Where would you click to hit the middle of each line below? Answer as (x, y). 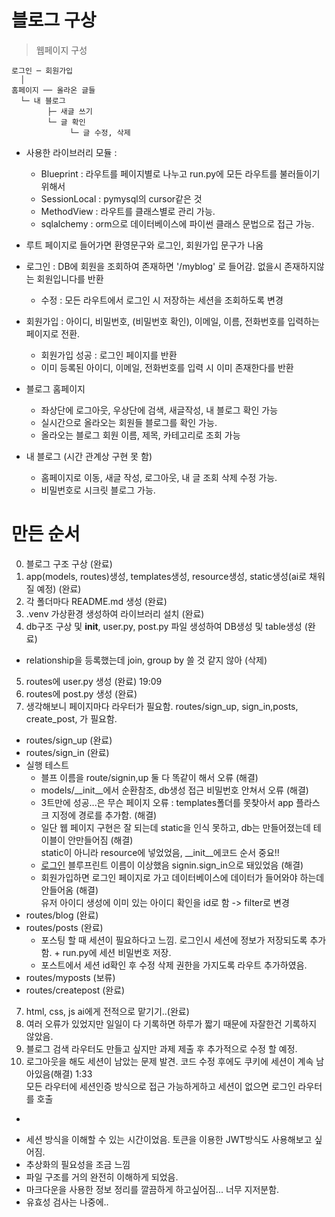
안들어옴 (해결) (69, 890)
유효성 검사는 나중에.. (67, 1202)
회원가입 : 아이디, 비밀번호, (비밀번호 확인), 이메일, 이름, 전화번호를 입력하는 (172, 321)
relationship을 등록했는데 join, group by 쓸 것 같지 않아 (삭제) (146, 660)
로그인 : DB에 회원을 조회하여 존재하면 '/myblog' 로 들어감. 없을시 (154, 266)
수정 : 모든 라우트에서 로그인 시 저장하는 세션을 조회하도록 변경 (162, 300)
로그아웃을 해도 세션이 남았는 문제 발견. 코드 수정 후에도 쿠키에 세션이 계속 (169, 1061)
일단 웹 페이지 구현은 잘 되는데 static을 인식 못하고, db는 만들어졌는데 (175, 827)
